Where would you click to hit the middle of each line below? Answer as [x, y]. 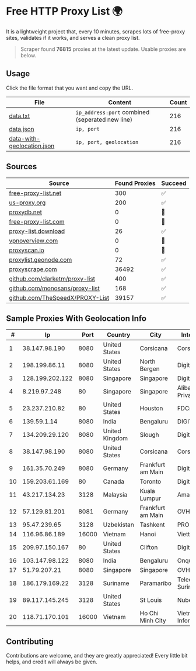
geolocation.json [32, 146]
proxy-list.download [37, 231]
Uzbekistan [118, 525]
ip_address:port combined [113, 112]
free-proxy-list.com [37, 221]
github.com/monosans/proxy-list [55, 288]
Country [119, 335]
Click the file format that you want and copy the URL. [69, 88]
